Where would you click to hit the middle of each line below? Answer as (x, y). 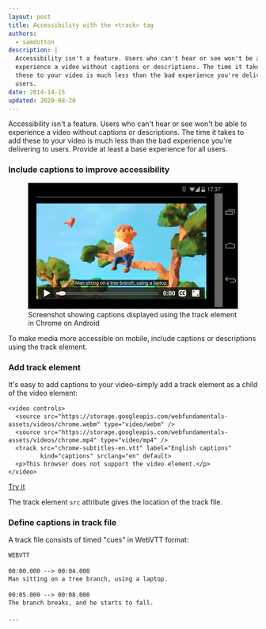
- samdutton (35, 42)
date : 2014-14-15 (37, 92)
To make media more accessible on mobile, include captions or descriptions (132, 338)
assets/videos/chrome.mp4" (53, 440)
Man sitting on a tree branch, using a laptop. (88, 579)
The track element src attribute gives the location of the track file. (116, 502)
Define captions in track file (63, 523)
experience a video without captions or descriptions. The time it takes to (126, 132)
